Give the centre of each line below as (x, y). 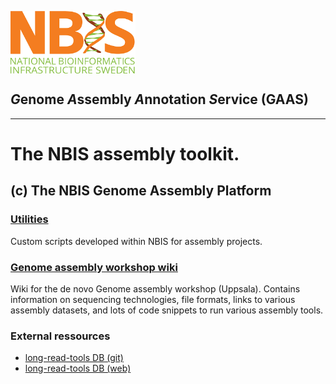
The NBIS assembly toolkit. (125, 154)
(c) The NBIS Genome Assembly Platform (141, 191)
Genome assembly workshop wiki (94, 267)
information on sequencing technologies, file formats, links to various (153, 299)
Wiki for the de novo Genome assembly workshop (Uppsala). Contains (155, 288)
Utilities (29, 219)
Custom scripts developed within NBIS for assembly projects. (136, 241)
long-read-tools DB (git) (74, 358)
